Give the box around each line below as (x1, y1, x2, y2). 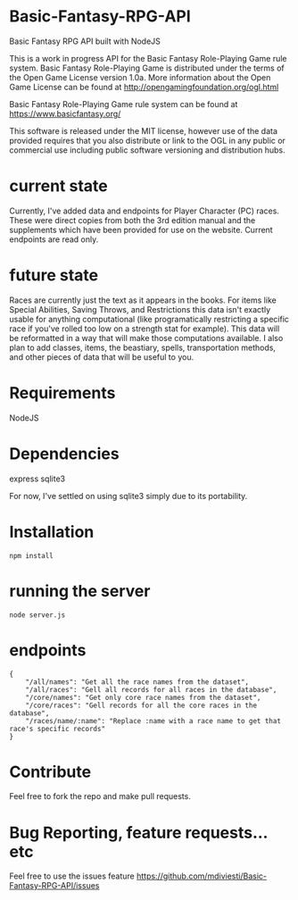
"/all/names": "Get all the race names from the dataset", (25, 677, 250, 687)
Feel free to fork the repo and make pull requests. (9, 791, 192, 802)
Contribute (9, 762, 92, 782)
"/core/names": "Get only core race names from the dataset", (25, 693, 261, 702)
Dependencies (9, 444, 120, 463)
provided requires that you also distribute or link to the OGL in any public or (9, 135, 286, 146)
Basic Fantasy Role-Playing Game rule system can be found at (9, 98, 238, 109)
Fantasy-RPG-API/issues (9, 880, 100, 891)
